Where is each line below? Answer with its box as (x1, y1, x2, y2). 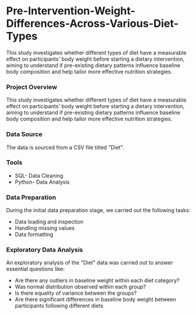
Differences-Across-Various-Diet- (6, 17, 179, 30)
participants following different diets (14, 302, 104, 310)
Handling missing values (14, 225, 75, 232)
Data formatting (14, 231, 53, 238)
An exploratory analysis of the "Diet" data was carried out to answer (6, 259, 173, 266)
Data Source (6, 130, 43, 138)
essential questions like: (6, 266, 65, 273)
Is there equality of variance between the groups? (14, 289, 137, 297)
